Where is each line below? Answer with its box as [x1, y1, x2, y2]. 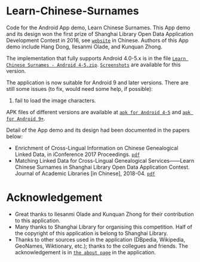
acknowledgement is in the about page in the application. [14, 248, 156, 255]
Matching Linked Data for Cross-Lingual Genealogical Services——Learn [14, 157, 195, 164]
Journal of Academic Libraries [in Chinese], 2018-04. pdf [14, 169, 155, 177]
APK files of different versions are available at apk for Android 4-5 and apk [6, 108, 191, 115]
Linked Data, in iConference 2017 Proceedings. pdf [14, 151, 140, 158]
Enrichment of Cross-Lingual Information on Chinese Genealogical [14, 144, 179, 151]
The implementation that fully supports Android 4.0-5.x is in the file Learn [6, 54, 186, 62]
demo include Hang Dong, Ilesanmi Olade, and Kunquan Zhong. [6, 43, 163, 50]
